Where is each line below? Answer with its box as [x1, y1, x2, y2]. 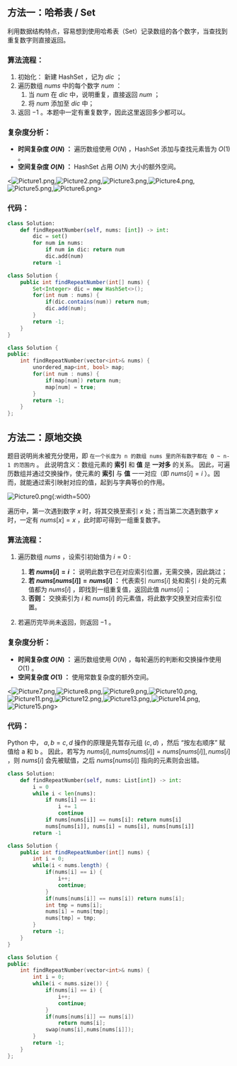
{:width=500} [52, 492, 91, 501]
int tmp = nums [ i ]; [45, 902, 103, 909]
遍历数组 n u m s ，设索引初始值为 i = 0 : [17, 552, 131, 561]
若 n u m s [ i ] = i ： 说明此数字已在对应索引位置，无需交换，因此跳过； [28, 567, 228, 576]
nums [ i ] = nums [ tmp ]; [45, 908, 110, 915]
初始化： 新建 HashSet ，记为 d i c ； [17, 73, 122, 81]
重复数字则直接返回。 [7, 35, 69, 44]
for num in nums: [33, 239, 83, 246]
